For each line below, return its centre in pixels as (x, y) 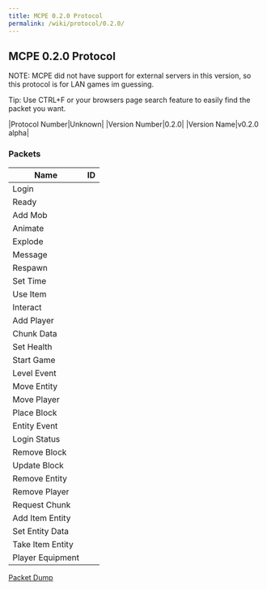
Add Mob (30, 215)
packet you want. (37, 109)
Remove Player (41, 491)
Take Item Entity (43, 544)
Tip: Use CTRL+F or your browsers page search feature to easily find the (129, 100)
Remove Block (40, 452)
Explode (28, 242)
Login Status (36, 438)
